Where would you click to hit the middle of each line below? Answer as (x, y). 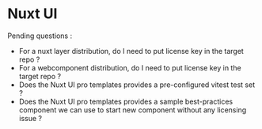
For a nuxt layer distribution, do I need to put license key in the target (131, 51)
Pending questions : (40, 36)
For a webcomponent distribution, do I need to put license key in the (130, 67)
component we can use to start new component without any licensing (133, 110)
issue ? (30, 118)
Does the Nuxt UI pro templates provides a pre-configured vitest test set (137, 85)
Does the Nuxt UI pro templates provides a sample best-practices (126, 101)
